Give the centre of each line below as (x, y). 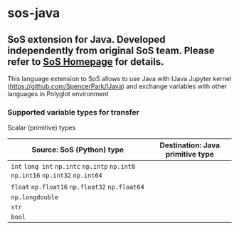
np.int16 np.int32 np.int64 (57, 176)
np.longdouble (35, 198)
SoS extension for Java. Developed (86, 40)
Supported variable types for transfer (74, 112)
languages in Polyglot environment (58, 94)
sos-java (34, 13)
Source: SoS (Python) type (78, 150)
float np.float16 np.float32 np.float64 (78, 187)
